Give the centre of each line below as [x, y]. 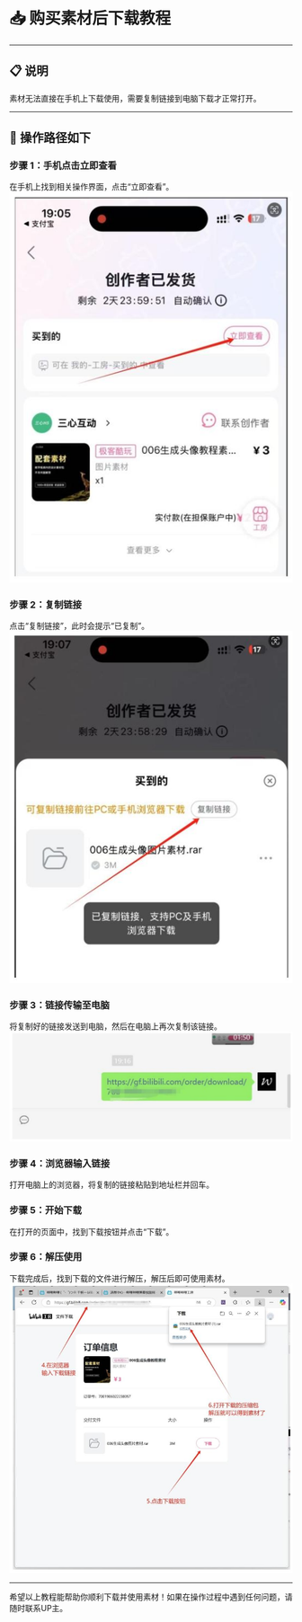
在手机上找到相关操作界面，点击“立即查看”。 [92, 187]
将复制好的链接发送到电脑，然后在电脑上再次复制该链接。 [115, 1026]
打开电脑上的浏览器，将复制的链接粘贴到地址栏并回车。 [111, 1185]
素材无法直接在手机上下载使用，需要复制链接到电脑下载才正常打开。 [135, 98]
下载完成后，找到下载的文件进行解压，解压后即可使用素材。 [120, 1278]
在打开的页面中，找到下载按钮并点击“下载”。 [92, 1231]
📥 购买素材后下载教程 [90, 18]
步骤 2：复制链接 [46, 605]
